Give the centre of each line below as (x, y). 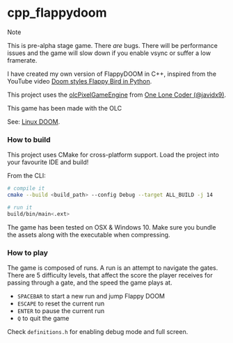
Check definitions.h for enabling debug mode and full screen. (98, 332)
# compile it (26, 189)
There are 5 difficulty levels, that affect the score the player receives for (110, 276)
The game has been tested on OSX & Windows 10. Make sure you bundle (112, 227)
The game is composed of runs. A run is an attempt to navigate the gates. (113, 268)
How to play (28, 253)
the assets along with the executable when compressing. (89, 234)
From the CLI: (27, 176)
